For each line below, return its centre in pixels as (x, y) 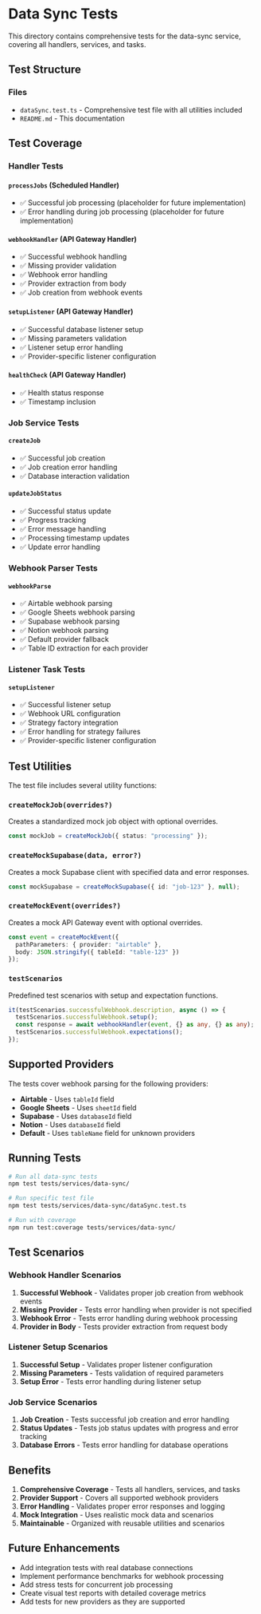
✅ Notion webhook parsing (64, 631)
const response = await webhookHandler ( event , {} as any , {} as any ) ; (135, 1025)
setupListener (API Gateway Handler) (71, 311)
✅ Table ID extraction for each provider (84, 648)
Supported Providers (61, 1064)
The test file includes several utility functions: (83, 785)
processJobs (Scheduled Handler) (64, 185)
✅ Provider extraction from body (73, 283)
